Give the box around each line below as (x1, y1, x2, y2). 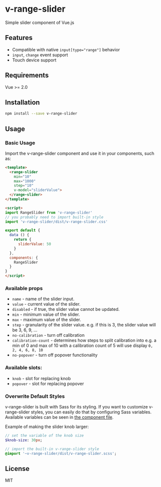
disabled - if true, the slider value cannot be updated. (12, 306, 120, 312)
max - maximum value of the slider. (12, 317, 81, 323)
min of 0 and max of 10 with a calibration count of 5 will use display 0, (12, 343, 153, 348)
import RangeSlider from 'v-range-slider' (5, 210, 93, 215)
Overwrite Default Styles (5, 393, 65, 400)
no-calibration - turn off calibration (12, 332, 85, 338)
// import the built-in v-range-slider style (5, 446, 99, 451)
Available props (5, 284, 43, 291)
